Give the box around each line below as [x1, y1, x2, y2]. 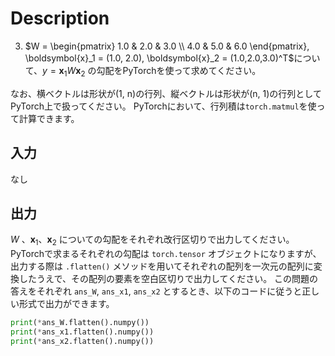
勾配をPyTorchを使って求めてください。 [96, 64, 262, 76]
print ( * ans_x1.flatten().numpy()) [10, 327, 155, 337]
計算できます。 [18, 112, 80, 124]
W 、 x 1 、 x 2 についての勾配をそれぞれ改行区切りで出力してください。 [10, 233, 295, 248]
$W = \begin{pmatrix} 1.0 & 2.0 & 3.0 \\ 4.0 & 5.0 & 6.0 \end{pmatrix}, [24, 40, 310, 52]
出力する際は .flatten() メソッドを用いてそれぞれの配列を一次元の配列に [10, 260, 314, 272]
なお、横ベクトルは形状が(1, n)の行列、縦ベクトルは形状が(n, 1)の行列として [10, 87, 322, 99]
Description [10, 7, 110, 30]
